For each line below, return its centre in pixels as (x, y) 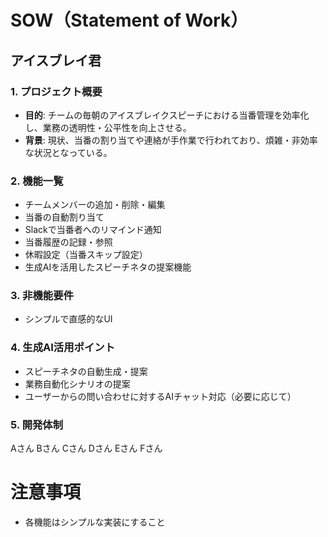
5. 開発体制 (37, 424)
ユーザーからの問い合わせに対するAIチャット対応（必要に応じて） (160, 396)
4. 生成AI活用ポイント (63, 348)
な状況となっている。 (68, 152)
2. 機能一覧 (37, 181)
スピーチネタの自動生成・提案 (86, 371)
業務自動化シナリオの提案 (77, 383)
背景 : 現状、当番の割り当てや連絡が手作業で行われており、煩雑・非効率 (171, 140)
